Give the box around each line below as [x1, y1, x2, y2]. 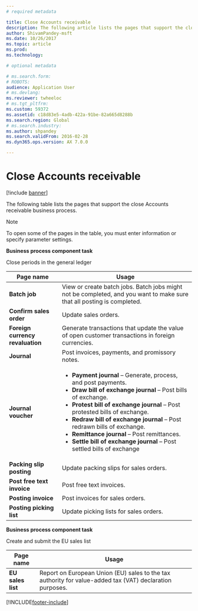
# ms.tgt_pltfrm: [6, 101, 49, 107]
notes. [61, 355, 80, 364]
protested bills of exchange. [71, 408, 149, 416]
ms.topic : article [6, 41, 51, 47]
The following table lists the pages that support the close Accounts [6, 200, 169, 207]
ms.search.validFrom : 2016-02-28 [6, 134, 88, 140]
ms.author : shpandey [6, 128, 57, 134]
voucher [9, 411, 34, 420]
